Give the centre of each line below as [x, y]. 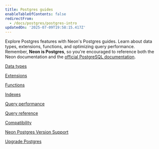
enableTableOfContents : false [36, 14]
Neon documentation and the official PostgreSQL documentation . [71, 57]
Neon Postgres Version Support [37, 132]
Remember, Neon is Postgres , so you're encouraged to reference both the [80, 52]
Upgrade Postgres [23, 142]
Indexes [13, 95]
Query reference [22, 113]
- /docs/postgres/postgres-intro [43, 23]
